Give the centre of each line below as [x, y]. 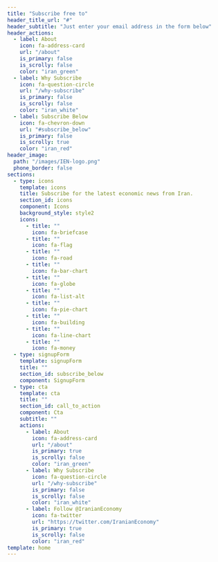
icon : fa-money [54, 348]
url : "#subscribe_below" [55, 129]
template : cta [40, 393]
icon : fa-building [58, 323]
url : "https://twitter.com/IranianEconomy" [96, 522]
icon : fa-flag [52, 245]
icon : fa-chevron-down [52, 123]
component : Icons [45, 207]
